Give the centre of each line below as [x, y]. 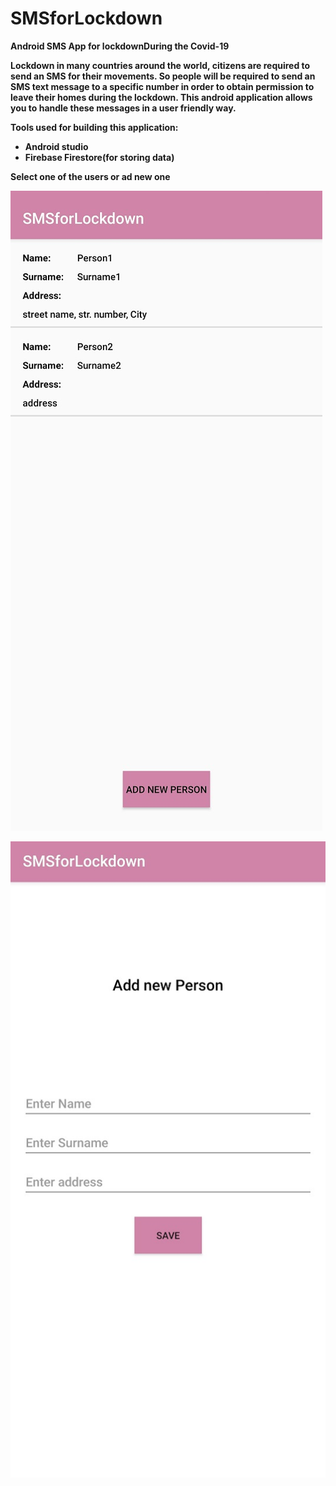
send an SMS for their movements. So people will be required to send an [163, 76]
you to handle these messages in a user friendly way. [123, 108]
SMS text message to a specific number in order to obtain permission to [162, 86]
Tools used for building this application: [94, 127]
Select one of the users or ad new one [90, 176]
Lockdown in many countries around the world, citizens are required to [160, 65]
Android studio [56, 146]
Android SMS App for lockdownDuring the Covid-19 [120, 46]
